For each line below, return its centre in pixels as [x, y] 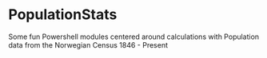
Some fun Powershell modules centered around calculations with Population [134, 37]
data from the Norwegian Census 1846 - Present [88, 44]
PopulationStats [63, 15]
